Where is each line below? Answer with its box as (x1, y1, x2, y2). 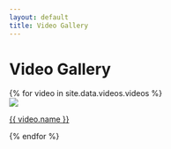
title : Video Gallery (9, 21, 89, 30)
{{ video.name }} (9, 114, 70, 124)
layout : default (9, 12, 69, 22)
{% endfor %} (9, 131, 60, 142)
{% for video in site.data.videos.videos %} (9, 88, 163, 99)
